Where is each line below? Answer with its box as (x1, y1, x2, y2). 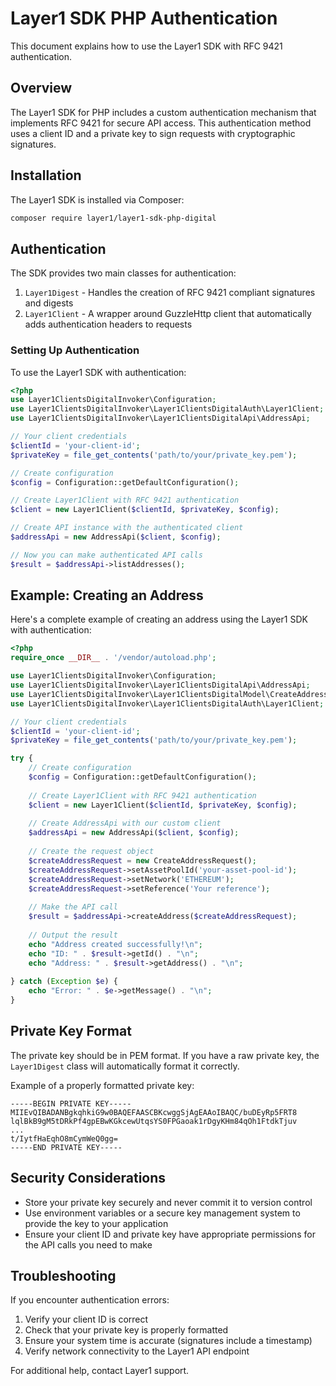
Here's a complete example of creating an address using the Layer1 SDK (10, 613, 308, 626)
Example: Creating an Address (10, 587, 204, 604)
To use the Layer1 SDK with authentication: (10, 366, 187, 378)
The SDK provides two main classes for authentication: (10, 267, 237, 279)
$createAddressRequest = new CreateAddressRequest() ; (28, 855, 257, 866)
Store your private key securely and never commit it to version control (24, 1196, 313, 1208)
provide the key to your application (24, 1217, 169, 1229)
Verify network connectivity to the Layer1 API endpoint (24, 1345, 250, 1357)
